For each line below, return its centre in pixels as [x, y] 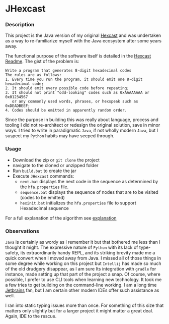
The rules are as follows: [33, 75]
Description [20, 25]
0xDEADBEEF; [18, 106]
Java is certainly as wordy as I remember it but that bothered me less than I [83, 242]
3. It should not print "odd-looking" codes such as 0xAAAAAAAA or [77, 93]
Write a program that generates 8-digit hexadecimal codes [68, 71]
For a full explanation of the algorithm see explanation [61, 218]
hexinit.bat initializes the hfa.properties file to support [78, 203]
